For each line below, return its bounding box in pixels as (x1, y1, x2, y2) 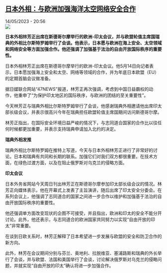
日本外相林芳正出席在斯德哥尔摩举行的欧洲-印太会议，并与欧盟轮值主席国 (5, 33, 156, 39)
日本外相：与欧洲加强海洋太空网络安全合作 (5, 4, 136, 13)
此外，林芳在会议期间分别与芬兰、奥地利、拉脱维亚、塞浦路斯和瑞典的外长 (5, 250, 158, 256)
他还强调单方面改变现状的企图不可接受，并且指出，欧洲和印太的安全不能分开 (5, 210, 162, 216)
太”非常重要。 (5, 223, 34, 229)
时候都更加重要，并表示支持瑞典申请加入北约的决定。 (9, 126, 118, 132)
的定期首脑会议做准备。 (5, 75, 53, 81)
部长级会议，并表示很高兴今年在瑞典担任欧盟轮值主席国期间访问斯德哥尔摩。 (5, 109, 162, 115)
